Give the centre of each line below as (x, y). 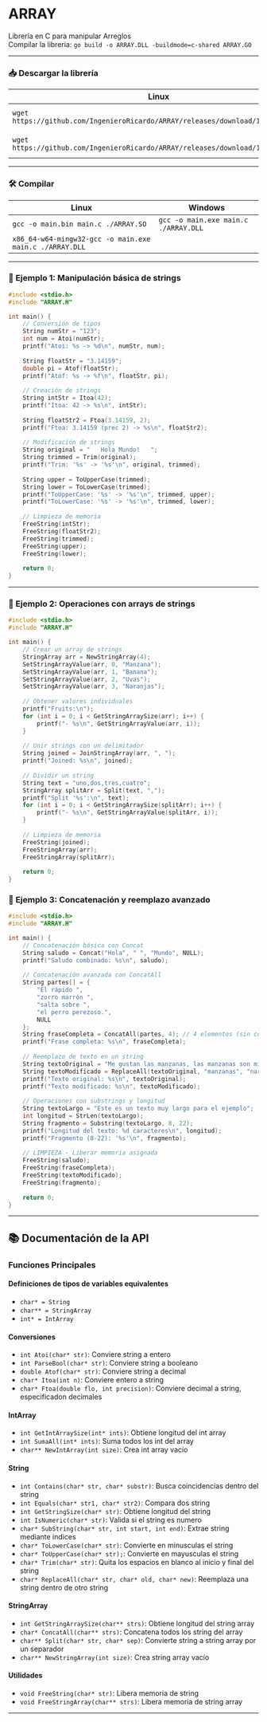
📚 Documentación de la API (79, 1238)
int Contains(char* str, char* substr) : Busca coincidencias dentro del (139, 1486)
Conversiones (32, 1337)
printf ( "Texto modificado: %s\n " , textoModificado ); (112, 1086)
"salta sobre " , (64, 1005)
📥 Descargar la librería (53, 73)
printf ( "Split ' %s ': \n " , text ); (76, 798)
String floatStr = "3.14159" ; (73, 361)
